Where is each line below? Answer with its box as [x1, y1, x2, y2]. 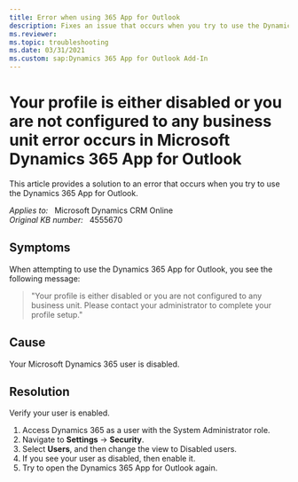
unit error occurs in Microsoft [9, 130, 231, 151]
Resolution [9, 383, 70, 399]
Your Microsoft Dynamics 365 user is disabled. [9, 359, 180, 369]
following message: [9, 273, 81, 284]
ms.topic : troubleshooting [9, 37, 109, 47]
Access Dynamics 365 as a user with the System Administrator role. [21, 425, 271, 436]
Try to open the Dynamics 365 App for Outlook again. [21, 462, 218, 473]
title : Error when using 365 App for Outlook [9, 12, 180, 22]
